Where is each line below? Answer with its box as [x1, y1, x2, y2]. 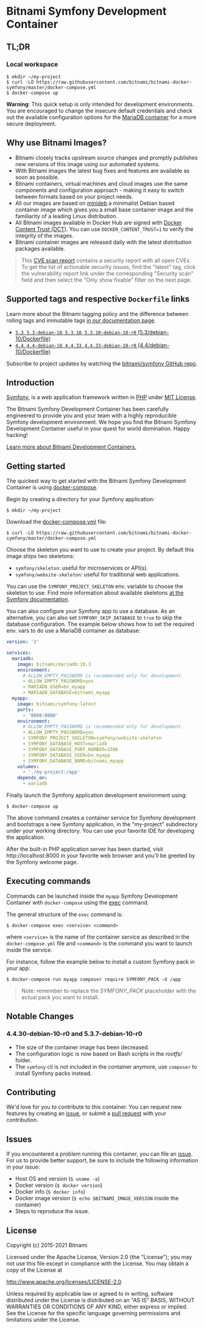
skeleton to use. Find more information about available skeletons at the [6, 589, 184, 596]
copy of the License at [6, 1266, 63, 1274]
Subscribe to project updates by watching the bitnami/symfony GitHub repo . [6, 359, 198, 367]
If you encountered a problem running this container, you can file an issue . [6, 1150, 193, 1157]
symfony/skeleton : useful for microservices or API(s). [15, 564, 148, 572]
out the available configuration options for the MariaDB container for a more [6, 113, 197, 120]
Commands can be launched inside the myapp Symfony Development [6, 892, 178, 900]
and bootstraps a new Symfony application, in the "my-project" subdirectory [6, 821, 198, 827]
